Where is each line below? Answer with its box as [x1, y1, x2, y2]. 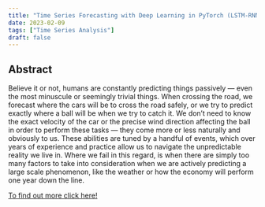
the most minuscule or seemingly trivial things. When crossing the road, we [8, 92, 253, 102]
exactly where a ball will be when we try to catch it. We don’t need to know [8, 109, 252, 118]
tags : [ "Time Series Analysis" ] [8, 26, 114, 34]
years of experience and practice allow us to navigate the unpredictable [8, 142, 242, 152]
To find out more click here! [8, 190, 98, 201]
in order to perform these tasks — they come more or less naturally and [8, 125, 241, 135]
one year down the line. [8, 176, 85, 185]
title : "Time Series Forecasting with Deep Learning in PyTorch [8, 11, 224, 20]
